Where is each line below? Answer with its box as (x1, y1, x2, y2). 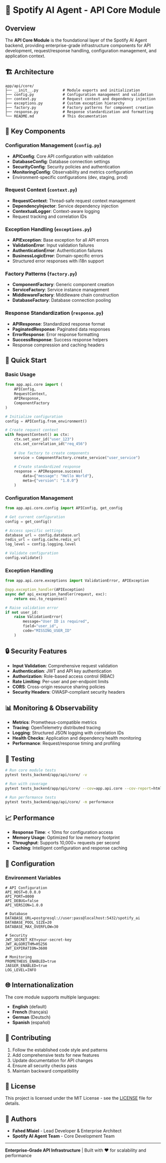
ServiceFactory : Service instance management (12, 287, 110, 293)
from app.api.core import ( (5, 382, 63, 387)
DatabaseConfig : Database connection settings (12, 158, 110, 165)
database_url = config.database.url (5, 533, 81, 538)
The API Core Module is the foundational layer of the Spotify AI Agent (5, 37, 147, 43)
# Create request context (5, 427, 58, 433)
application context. (5, 53, 45, 59)
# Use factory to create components (14, 451, 90, 456)
